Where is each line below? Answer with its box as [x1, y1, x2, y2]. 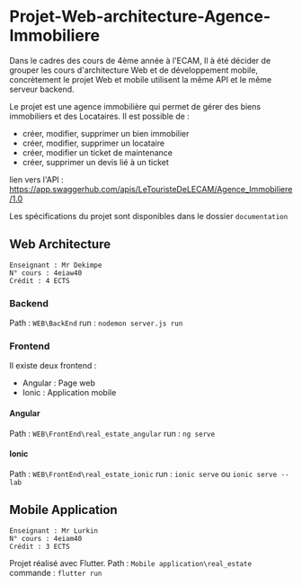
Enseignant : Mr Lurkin [9, 526, 99, 536]
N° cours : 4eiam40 [9, 534, 83, 543]
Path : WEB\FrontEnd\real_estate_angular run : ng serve [9, 428, 216, 439]
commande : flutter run [9, 567, 102, 578]
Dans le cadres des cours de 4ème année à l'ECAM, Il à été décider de [9, 55, 271, 66]
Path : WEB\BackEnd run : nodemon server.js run [9, 317, 183, 329]
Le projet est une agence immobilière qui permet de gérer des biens [9, 101, 262, 111]
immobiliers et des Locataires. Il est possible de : [9, 111, 191, 121]
